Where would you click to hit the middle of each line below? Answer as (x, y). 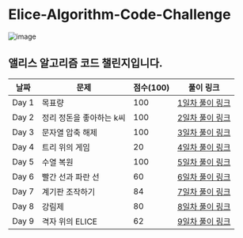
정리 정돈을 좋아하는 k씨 (84, 118)
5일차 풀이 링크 (204, 162)
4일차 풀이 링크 (204, 147)
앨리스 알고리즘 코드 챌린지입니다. (85, 64)
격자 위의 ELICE (69, 221)
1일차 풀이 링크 (204, 103)
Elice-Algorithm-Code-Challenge (120, 15)
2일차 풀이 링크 (204, 118)
